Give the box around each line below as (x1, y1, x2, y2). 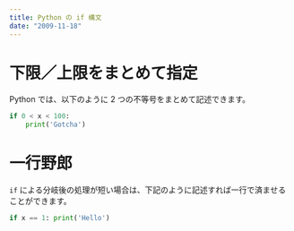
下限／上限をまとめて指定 (9, 63, 199, 83)
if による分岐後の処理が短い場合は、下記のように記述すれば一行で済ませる (9, 184, 287, 195)
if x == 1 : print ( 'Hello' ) (9, 214, 110, 223)
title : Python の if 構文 (9, 13, 102, 22)
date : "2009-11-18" (9, 21, 82, 30)
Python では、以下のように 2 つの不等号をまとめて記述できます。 (9, 94, 251, 105)
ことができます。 (9, 196, 72, 207)
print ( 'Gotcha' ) (25, 120, 87, 130)
